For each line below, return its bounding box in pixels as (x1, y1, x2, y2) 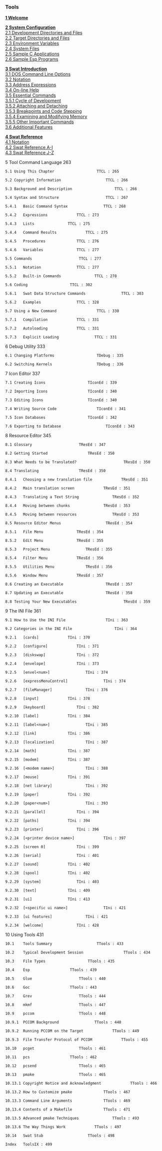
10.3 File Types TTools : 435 (5, 959, 115, 964)
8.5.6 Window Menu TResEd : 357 (5, 573, 104, 578)
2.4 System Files (5, 46, 40, 52)
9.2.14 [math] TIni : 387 (5, 749, 91, 754)
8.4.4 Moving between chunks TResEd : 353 (5, 503, 131, 508)
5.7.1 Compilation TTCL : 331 (5, 318, 99, 323)
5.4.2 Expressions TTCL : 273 (5, 213, 99, 218)
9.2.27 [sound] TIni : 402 (5, 862, 91, 867)
